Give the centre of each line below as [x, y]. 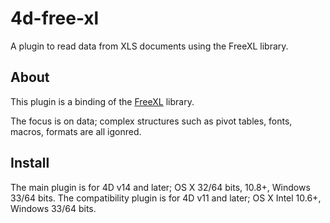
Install [30, 163]
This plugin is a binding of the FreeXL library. [102, 101]
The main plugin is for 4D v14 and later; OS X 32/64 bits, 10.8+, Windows [160, 187]
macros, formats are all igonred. [76, 131]
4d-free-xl [55, 18]
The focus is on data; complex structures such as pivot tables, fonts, [151, 121]
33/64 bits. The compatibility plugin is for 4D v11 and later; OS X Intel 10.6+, [166, 198]
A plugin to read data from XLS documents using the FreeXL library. [149, 46]
